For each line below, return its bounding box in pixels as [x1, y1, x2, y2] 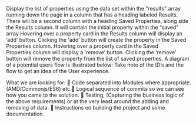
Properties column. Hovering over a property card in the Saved [6, 42, 159, 50]
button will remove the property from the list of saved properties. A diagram [6, 55, 190, 62]
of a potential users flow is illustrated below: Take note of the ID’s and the [6, 61, 184, 68]
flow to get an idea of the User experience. [6, 68, 110, 74]
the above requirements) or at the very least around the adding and [6, 98, 170, 105]
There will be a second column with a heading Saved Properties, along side [6, 18, 189, 24]
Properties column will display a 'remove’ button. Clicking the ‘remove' [6, 49, 177, 55]
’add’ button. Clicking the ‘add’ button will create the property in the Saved [6, 37, 187, 43]
